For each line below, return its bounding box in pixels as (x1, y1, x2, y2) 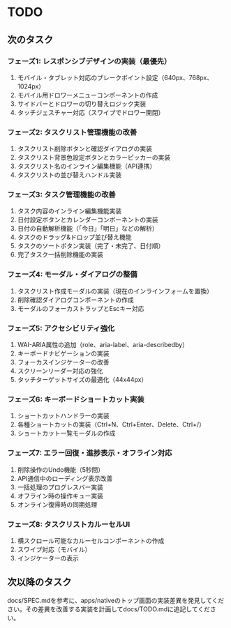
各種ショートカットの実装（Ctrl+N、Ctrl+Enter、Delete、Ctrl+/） (17, 420, 206, 429)
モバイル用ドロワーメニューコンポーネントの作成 (17, 91, 158, 99)
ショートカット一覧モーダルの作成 (17, 429, 116, 438)
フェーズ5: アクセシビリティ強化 (7, 323, 115, 333)
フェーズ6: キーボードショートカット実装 (7, 395, 144, 404)
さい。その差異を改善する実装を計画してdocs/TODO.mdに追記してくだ (7, 604, 211, 613)
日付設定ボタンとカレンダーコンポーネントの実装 (17, 215, 158, 224)
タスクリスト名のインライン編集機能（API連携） (17, 162, 156, 171)
